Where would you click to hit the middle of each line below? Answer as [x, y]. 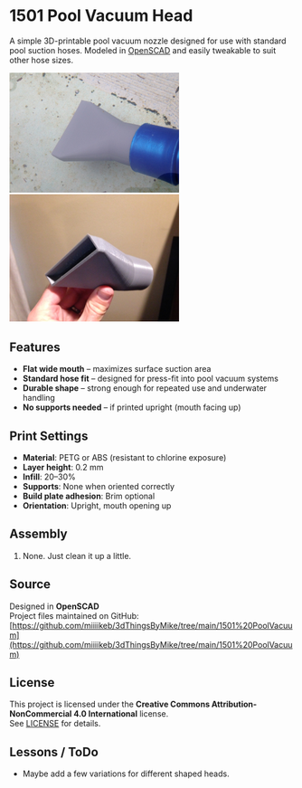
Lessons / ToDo [54, 752]
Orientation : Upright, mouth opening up [97, 505]
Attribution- [234, 704]
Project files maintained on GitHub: [74, 615]
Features [35, 347]
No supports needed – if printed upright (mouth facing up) [132, 407]
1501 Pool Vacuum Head [101, 16]
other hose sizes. [42, 60]
